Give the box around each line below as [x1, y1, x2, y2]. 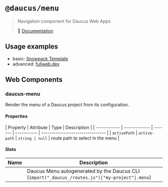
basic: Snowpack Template [12, 55, 68, 61]
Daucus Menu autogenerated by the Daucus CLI [26, 167, 140, 174]
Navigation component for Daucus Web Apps [17, 18, 111, 24]
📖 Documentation [17, 27, 53, 33]
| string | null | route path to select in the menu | [15, 135, 119, 141]
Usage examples [5, 42, 58, 51]
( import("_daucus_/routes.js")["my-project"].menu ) [26, 173, 151, 180]
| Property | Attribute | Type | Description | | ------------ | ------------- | [5, 124, 153, 130]
